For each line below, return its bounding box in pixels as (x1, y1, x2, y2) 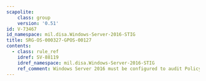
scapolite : (6, 9, 34, 15)
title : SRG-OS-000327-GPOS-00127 (6, 37, 92, 43)
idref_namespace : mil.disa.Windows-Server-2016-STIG (17, 60, 155, 66)
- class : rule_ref (12, 49, 59, 55)
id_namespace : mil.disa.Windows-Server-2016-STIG (6, 32, 136, 38)
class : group (17, 15, 51, 21)
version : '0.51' (17, 20, 59, 26)
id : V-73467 (6, 26, 37, 32)
